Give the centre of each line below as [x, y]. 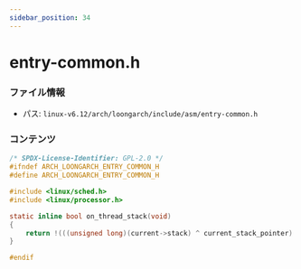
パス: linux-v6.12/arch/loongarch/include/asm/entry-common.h [140, 114]
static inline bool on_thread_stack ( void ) [90, 216]
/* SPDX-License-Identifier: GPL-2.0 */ [87, 159]
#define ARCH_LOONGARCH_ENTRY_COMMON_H [85, 176]
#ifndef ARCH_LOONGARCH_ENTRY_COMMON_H [85, 167]
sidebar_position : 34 [50, 18]
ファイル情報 [38, 92]
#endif [22, 258]
